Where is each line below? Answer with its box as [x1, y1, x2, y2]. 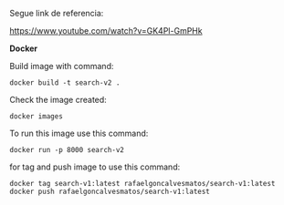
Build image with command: [9, 61, 114, 71]
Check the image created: [9, 95, 107, 105]
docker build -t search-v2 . [9, 78, 121, 87]
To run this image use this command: [9, 128, 149, 138]
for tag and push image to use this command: [9, 161, 181, 172]
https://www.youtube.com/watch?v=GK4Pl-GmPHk [9, 26, 203, 36]
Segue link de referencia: [9, 8, 104, 18]
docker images [9, 112, 64, 121]
